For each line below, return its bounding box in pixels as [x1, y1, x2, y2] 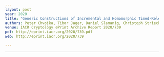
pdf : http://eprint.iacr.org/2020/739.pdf [5, 29, 93, 34]
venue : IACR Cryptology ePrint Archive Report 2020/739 [5, 25, 121, 30]
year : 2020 [5, 12, 27, 16]
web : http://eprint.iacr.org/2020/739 [5, 34, 84, 39]
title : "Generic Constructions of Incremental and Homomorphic [5, 16, 137, 21]
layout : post [5, 7, 32, 12]
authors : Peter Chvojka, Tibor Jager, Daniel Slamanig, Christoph [5, 20, 143, 26]
